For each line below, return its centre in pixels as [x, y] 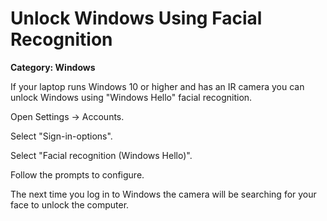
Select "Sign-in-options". [61, 136]
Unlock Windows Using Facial [136, 18]
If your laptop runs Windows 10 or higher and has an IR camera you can [157, 86]
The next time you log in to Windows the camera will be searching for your [163, 194]
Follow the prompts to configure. [77, 174]
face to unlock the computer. [70, 204]
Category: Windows [53, 67]
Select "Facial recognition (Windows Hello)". [101, 155]
